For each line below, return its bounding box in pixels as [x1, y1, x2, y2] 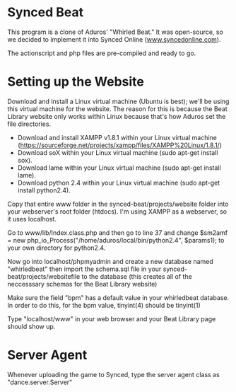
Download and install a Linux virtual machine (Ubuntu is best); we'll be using [7, 97, 230, 105]
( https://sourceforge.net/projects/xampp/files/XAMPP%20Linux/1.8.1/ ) [17, 141, 223, 149]
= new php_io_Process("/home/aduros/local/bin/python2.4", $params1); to [7, 236, 225, 244]
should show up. [7, 322, 56, 330]
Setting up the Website [7, 74, 145, 90]
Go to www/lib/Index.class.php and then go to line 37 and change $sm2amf [7, 228, 228, 237]
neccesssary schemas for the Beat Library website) [7, 279, 158, 288]
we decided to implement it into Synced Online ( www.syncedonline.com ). [7, 35, 221, 43]
